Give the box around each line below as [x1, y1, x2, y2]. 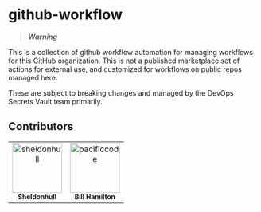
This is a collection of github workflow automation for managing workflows [8, 47, 253, 57]
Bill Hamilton [74, 192, 115, 201]
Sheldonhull [18, 192, 57, 201]
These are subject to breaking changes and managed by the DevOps [8, 88, 234, 97]
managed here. [8, 73, 58, 82]
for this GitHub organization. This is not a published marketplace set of [8, 56, 240, 65]
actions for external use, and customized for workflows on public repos [8, 64, 243, 73]
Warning [27, 32, 58, 41]
